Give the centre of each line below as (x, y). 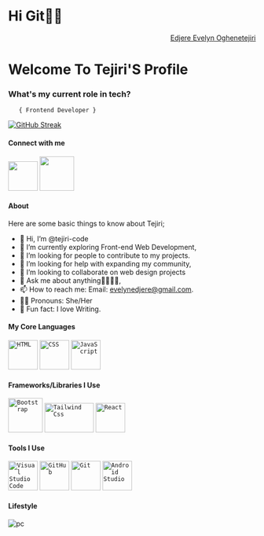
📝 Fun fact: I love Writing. (60, 309)
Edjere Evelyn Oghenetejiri (213, 38)
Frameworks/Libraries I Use (54, 385)
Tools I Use (27, 448)
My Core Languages (42, 327)
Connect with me (37, 143)
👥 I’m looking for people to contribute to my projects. (105, 255)
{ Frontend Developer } (57, 110)
